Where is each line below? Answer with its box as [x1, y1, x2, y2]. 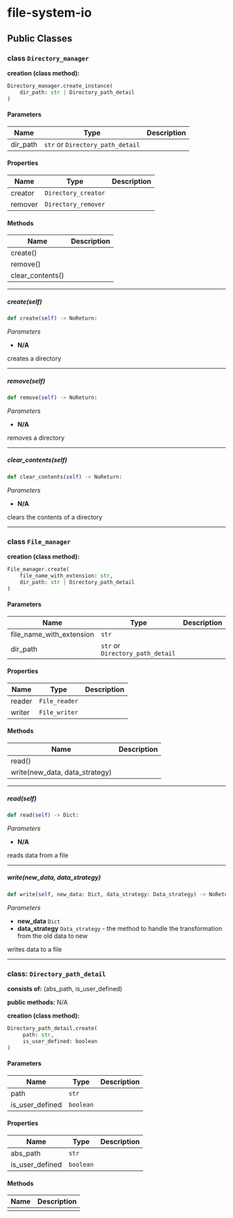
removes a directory [7, 434, 64, 442]
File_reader [39, 697, 78, 705]
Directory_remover [44, 200, 105, 208]
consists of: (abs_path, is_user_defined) [7, 985, 123, 993]
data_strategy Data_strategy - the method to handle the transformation [17, 924, 223, 932]
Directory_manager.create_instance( [7, 82, 113, 89]
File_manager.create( [7, 565, 70, 573]
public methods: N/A [7, 998, 68, 1006]
